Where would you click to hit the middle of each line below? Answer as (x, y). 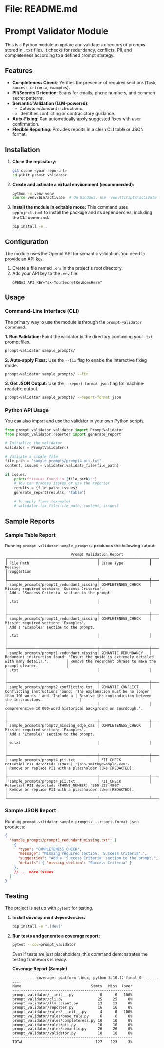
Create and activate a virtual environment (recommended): (73, 184)
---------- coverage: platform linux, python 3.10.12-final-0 (77, 978)
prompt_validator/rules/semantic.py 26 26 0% (72, 1029)
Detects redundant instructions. (51, 108)
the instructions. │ (43, 700)
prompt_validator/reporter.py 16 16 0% (72, 1007)
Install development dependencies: (49, 917)
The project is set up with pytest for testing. (49, 908)
